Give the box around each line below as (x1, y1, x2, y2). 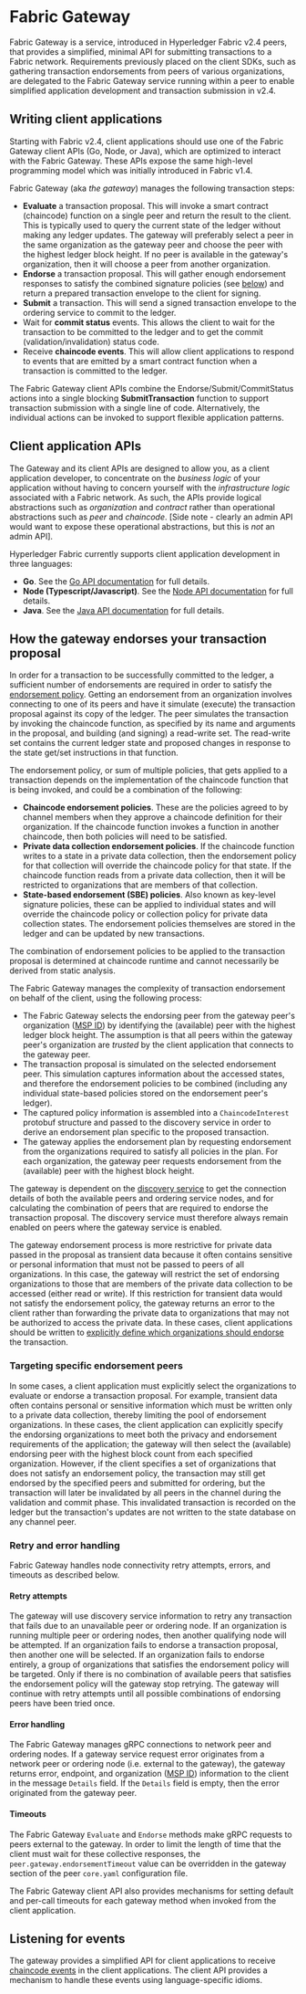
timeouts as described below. (9, 1569, 120, 1580)
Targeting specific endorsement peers (9, 1359, 184, 1372)
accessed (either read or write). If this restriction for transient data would (9, 1288, 283, 1299)
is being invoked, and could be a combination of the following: (9, 784, 243, 795)
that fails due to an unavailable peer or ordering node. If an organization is (9, 1621, 287, 1632)
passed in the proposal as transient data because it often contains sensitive (9, 1249, 293, 1261)
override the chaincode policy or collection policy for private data (22, 908, 269, 919)
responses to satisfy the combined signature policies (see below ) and (22, 278, 284, 289)
